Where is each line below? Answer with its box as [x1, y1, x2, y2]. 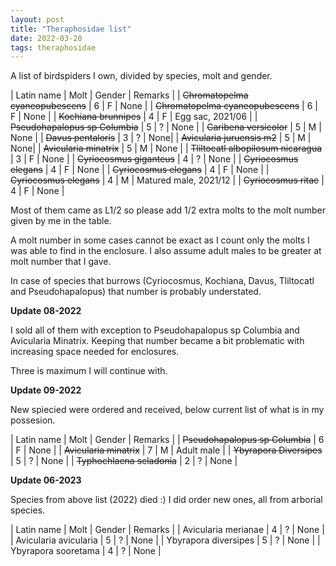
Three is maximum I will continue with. [10, 365, 168, 377]
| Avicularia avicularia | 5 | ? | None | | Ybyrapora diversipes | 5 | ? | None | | [10, 534, 321, 546]
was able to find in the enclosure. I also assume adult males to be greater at [10, 245, 322, 257]
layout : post [10, 14, 65, 25]
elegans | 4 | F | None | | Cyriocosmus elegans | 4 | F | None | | [10, 164, 270, 176]
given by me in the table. [10, 215, 112, 227]
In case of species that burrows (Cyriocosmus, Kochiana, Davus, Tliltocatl [10, 275, 315, 287]
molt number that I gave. [10, 256, 112, 268]
